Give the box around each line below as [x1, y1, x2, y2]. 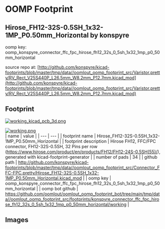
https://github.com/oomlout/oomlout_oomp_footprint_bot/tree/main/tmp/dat [5, 191, 160, 197]
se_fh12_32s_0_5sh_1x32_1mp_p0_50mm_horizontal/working [5, 201, 127, 207]
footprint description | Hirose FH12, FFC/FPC [64, 138, 156, 144]
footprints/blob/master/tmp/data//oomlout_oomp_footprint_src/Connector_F [5, 165, 160, 171]
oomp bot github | [42, 185, 78, 191]
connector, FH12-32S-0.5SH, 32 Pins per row [5, 143, 98, 149]
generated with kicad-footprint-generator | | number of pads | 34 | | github [5, 154, 158, 160]
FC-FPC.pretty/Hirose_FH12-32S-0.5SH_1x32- [5, 170, 99, 175]
